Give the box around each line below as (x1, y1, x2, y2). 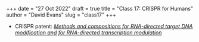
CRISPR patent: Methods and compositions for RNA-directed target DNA (14, 23, 193, 30)
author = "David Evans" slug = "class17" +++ (6, 11, 117, 18)
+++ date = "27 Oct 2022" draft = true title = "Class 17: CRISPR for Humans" (6, 5, 194, 12)
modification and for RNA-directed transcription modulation (14, 29, 162, 36)
